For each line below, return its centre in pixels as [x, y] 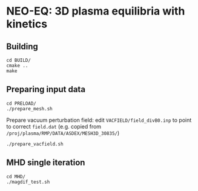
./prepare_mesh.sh [29, 109]
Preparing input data [46, 89]
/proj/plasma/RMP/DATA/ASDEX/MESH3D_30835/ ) [63, 133]
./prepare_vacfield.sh [35, 144]
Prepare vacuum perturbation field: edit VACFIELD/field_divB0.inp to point [99, 120]
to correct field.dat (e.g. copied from [54, 126]
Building [22, 46]
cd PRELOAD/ [21, 103]
